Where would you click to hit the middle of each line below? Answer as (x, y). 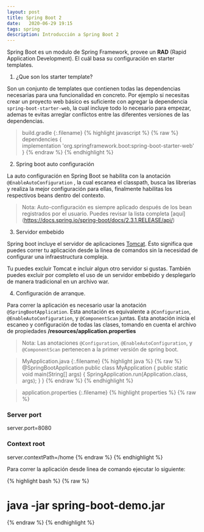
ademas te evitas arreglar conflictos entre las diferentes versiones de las (98, 115)
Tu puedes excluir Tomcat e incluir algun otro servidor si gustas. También (99, 268)
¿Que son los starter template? (54, 77)
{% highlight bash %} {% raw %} (48, 481)
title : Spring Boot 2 (34, 18)
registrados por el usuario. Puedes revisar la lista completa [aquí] (104, 214)
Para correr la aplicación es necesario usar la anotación (77, 305)
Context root (26, 444)
